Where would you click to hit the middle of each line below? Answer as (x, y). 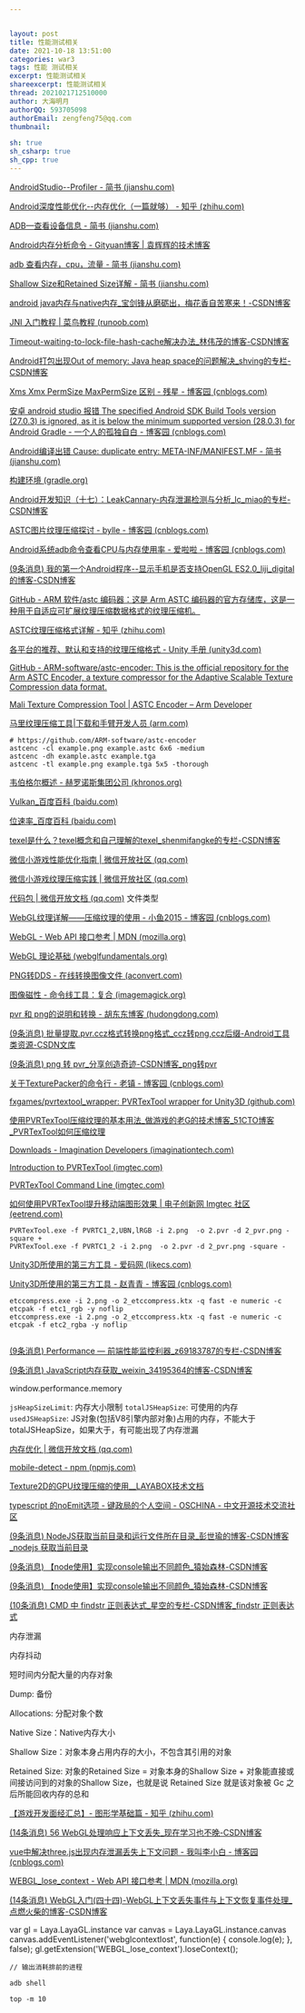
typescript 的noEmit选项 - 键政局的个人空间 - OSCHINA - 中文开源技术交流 (148, 1505)
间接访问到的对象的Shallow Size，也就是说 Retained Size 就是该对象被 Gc (147, 1782)
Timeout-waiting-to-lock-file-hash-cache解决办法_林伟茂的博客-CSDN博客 (149, 341)
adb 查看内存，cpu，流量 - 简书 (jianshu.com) (95, 264)
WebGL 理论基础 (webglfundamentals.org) (89, 956)
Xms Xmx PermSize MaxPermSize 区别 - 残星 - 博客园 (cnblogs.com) (138, 391)
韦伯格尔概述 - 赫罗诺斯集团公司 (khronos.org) (96, 782)
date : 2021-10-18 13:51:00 (60, 51)
